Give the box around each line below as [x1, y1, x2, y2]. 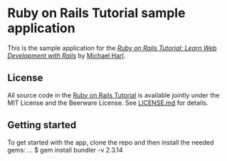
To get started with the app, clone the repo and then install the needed [7, 137, 214, 147]
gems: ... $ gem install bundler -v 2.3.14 [7, 145, 123, 154]
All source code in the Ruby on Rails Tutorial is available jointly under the [7, 90, 220, 99]
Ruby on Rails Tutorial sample [7, 5, 186, 21]
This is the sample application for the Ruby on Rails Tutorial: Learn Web [7, 43, 217, 52]
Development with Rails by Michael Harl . [7, 51, 126, 60]
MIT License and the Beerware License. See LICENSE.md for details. [7, 98, 208, 107]
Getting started [7, 119, 77, 131]
